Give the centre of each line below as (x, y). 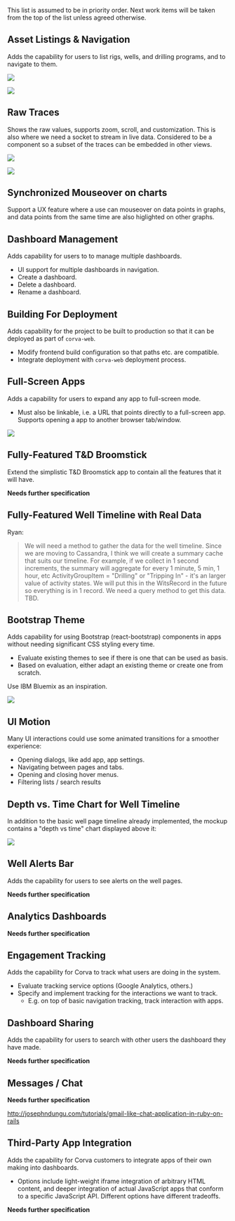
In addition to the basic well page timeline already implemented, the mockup (117, 821)
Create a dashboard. (47, 277)
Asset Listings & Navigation (69, 40)
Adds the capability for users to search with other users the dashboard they (117, 1040)
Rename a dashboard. (49, 292)
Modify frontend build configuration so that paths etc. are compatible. (118, 352)
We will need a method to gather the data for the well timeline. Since (123, 546)
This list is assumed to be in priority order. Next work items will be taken (111, 10)
